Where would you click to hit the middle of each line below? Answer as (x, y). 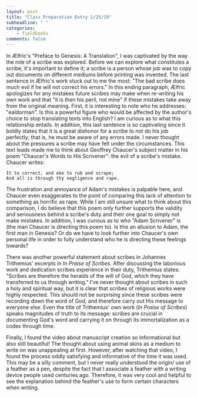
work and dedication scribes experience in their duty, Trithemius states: (93, 270)
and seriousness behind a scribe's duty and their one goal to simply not (93, 214)
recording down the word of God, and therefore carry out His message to (95, 301)
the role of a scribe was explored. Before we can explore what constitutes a (98, 62)
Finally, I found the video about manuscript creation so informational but (93, 337)
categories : (21, 28)
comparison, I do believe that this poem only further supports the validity (94, 208)
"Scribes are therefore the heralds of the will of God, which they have (90, 276)
